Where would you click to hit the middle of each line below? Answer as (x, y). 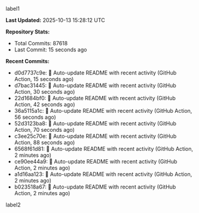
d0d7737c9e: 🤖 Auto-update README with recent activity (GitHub (95, 73)
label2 (13, 205)
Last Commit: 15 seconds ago (50, 50)
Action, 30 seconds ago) (45, 92)
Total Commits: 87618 (41, 43)
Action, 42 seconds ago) (45, 104)
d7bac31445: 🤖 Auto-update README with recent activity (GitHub (95, 85)
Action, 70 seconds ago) (45, 130)
